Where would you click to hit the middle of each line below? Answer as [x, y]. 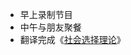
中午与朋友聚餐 [50, 27]
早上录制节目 [46, 14]
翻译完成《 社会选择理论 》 [72, 39]
